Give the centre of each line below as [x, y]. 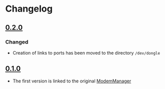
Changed [17, 42]
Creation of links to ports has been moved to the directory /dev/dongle [86, 53]
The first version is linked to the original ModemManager [72, 81]
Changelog [29, 9]
